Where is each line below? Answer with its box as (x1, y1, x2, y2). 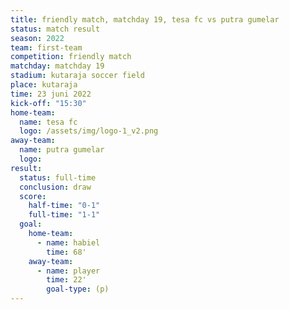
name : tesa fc (19, 117, 78, 127)
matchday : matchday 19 (10, 61, 105, 71)
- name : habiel (36, 237, 101, 248)
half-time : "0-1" (28, 201, 101, 211)
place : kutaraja (10, 80, 78, 90)
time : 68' (46, 247, 87, 257)
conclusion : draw (19, 182, 92, 192)
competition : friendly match (10, 52, 132, 62)
